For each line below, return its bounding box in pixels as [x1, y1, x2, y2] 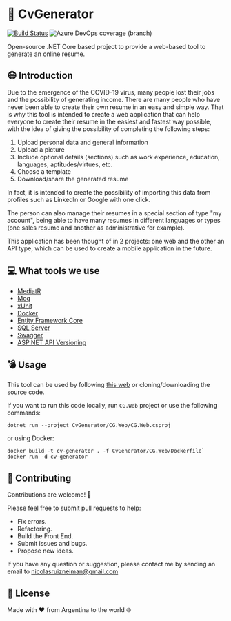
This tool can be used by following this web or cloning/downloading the [7, 381, 210, 389]
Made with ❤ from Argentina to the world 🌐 [7, 606, 132, 613]
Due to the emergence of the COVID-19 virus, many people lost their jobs [7, 88, 215, 96]
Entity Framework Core [17, 316, 83, 324]
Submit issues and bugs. [17, 540, 88, 548]
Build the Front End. [17, 532, 74, 540]
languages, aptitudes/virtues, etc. [17, 160, 113, 168]
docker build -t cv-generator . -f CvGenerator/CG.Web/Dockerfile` [7, 448, 205, 455]
